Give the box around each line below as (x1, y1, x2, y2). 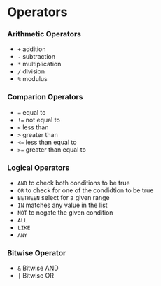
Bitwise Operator (7, 248, 66, 257)
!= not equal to (17, 115, 61, 124)
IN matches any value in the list (17, 201, 108, 210)
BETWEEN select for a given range (17, 194, 110, 202)
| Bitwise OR (17, 271, 55, 280)
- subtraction (17, 52, 56, 61)
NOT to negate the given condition (17, 208, 113, 217)
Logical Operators (7, 162, 70, 172)
